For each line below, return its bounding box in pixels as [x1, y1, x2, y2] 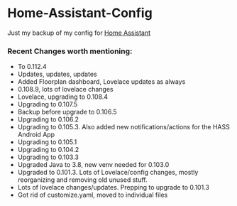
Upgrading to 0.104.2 [17, 146, 79, 154]
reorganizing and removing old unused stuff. [17, 175, 148, 184]
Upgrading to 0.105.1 [17, 138, 77, 146]
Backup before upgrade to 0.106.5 [17, 108, 117, 116]
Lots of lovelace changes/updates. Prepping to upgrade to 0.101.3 [17, 183, 209, 192]
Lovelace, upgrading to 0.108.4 [17, 92, 109, 101]
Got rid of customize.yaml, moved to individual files [17, 190, 168, 200]
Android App [17, 130, 55, 139]
